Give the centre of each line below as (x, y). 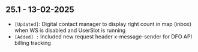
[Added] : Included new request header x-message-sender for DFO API (103, 36)
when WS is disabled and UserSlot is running (70, 30)
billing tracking (33, 43)
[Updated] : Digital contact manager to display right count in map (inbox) (103, 24)
